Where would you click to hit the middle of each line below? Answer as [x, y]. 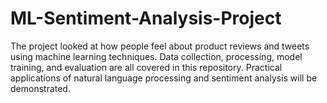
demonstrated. [40, 88]
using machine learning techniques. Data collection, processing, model [156, 56]
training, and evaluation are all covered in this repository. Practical [146, 67]
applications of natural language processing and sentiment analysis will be [164, 78]
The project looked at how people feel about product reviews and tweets [160, 46]
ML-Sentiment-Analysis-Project [146, 18]
